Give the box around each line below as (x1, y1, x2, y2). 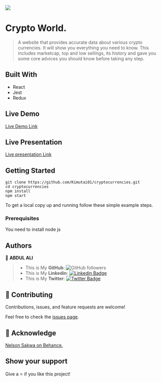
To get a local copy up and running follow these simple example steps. (5, 202, 153, 208)
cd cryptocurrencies (5, 184, 49, 189)
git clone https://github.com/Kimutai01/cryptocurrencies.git (5, 180, 140, 185)
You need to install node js (5, 226, 61, 232)
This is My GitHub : (25, 265, 65, 271)
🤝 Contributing (5, 290, 53, 299)
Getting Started (5, 166, 56, 175)
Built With (5, 70, 37, 79)
